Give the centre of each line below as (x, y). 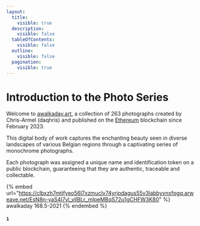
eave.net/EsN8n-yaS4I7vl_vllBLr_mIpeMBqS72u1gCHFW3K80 (83, 200)
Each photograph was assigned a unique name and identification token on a (100, 162)
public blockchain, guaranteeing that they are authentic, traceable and (93, 169)
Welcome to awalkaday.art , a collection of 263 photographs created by (94, 114)
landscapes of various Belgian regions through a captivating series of (92, 144)
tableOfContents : (33, 40)
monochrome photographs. (40, 151)
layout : (16, 12)
